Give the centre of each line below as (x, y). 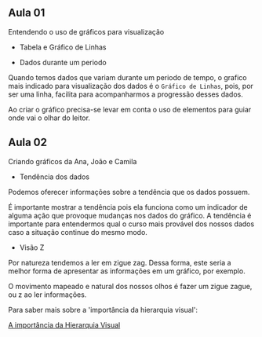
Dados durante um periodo (63, 62)
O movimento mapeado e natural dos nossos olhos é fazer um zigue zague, (130, 286)
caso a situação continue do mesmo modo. (78, 232)
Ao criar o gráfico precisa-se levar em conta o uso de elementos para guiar (130, 109)
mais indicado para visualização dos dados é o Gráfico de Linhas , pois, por (131, 86)
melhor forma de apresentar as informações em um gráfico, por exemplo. (127, 271)
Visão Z (32, 247)
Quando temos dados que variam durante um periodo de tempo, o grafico (127, 77)
